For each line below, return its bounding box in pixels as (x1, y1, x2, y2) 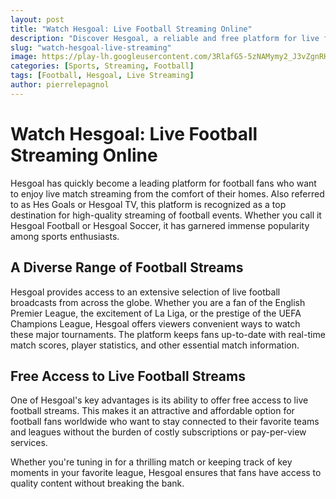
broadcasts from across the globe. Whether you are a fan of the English (10, 296, 306, 308)
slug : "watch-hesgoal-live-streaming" (10, 42, 172, 53)
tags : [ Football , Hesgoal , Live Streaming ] (10, 71, 195, 81)
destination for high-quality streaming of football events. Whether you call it (10, 209, 322, 221)
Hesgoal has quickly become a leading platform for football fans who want (10, 177, 317, 189)
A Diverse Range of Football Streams (10, 259, 244, 276)
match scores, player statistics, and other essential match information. (10, 339, 300, 351)
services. (10, 437, 48, 449)
